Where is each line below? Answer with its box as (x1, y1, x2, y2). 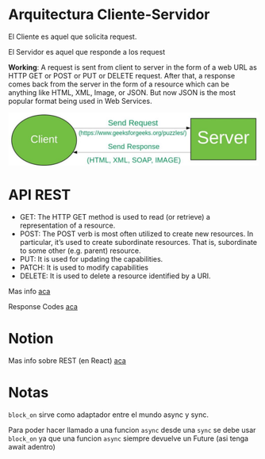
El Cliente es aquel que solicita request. (8, 32, 137, 41)
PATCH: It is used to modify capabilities (19, 262, 149, 272)
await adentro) (8, 442, 56, 451)
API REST (8, 186, 71, 204)
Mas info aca (8, 286, 51, 296)
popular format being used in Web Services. (8, 96, 152, 105)
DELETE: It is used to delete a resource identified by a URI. (19, 271, 212, 281)
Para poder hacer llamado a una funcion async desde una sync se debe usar (8, 425, 256, 434)
